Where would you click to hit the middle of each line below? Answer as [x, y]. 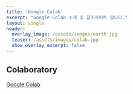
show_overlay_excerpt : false [48, 46]
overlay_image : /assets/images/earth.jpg [65, 34]
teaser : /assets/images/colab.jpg [55, 40]
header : [16, 29]
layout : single [25, 23]
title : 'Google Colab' [35, 12]
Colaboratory [32, 70]
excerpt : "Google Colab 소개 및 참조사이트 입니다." [67, 17]
